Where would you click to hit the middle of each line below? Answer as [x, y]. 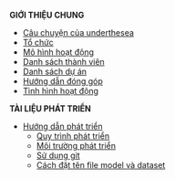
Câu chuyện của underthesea [78, 32]
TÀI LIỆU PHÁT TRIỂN [50, 109]
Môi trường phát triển [76, 146]
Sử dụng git [58, 155]
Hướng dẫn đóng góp [62, 81]
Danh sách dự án [55, 71]
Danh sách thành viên [63, 62]
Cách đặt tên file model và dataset [101, 165]
